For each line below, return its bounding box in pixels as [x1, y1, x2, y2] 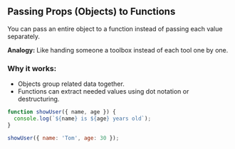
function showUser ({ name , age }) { [7, 109, 116, 116]
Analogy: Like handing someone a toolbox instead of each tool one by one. [7, 45, 229, 54]
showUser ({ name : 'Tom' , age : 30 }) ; [7, 134, 120, 141]
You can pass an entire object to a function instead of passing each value [7, 24, 223, 33]
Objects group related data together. [17, 79, 125, 88]
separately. [7, 32, 41, 40]
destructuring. [17, 95, 60, 104]
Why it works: [7, 63, 57, 73]
